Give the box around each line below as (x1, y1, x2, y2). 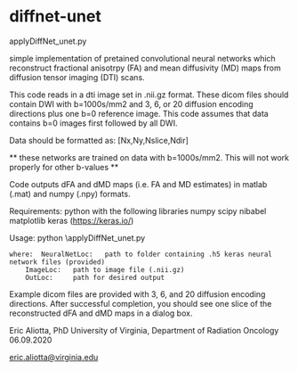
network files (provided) (9, 257, 105, 267)
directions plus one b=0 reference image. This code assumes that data (9, 108, 269, 119)
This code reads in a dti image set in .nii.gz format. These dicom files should (9, 89, 289, 100)
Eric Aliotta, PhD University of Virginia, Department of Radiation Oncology (9, 325, 279, 335)
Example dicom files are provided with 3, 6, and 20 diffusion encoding (9, 288, 266, 300)
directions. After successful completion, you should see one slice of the (9, 298, 272, 309)
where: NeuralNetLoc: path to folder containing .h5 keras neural (9, 250, 273, 259)
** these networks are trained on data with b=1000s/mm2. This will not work (9, 152, 290, 162)
